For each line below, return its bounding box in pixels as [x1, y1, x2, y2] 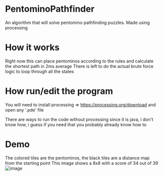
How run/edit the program [5, 86, 113, 97]
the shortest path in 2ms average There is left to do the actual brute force [5, 63, 154, 69]
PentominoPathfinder [5, 3, 95, 15]
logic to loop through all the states [5, 68, 74, 74]
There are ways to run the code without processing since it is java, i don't [5, 116, 154, 122]
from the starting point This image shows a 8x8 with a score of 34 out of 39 [5, 160, 159, 166]
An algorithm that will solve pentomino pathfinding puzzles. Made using [5, 20, 150, 25]
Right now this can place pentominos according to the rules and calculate [5, 58, 154, 64]
